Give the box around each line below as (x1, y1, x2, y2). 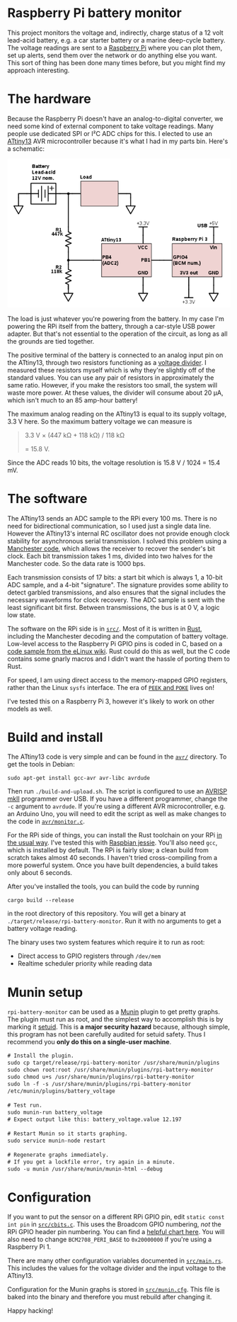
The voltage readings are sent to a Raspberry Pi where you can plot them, (7, 43, 223, 52)
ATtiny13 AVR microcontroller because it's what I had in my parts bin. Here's (7, 137, 229, 145)
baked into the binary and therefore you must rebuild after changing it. (7, 1293, 212, 1301)
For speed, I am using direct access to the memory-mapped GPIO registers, (7, 675, 228, 684)
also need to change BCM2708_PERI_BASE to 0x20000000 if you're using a (7, 1235, 212, 1244)
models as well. (7, 704, 53, 713)
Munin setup (7, 984, 83, 1000)
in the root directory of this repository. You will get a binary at (7, 909, 186, 918)
